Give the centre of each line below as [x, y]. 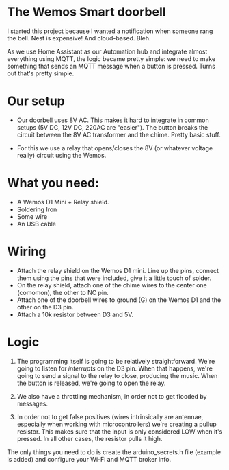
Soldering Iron [37, 209]
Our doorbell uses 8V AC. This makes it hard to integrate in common [113, 120]
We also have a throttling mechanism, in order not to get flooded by [112, 396]
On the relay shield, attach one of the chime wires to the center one [112, 285]
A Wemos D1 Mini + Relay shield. [63, 202]
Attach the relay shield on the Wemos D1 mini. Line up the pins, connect [118, 270]
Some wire [32, 216]
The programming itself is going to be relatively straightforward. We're [116, 361]
